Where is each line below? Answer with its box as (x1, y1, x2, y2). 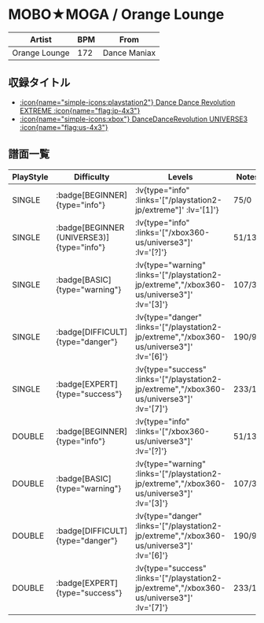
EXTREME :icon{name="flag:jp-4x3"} (19, 106, 141, 115)
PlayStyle (12, 171, 49, 182)
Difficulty (74, 171, 110, 182)
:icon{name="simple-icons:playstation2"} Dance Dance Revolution (19, 97, 236, 107)
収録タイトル (8, 76, 71, 90)
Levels (167, 171, 193, 182)
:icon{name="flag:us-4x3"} (19, 122, 108, 132)
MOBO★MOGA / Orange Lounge (8, 6, 225, 24)
